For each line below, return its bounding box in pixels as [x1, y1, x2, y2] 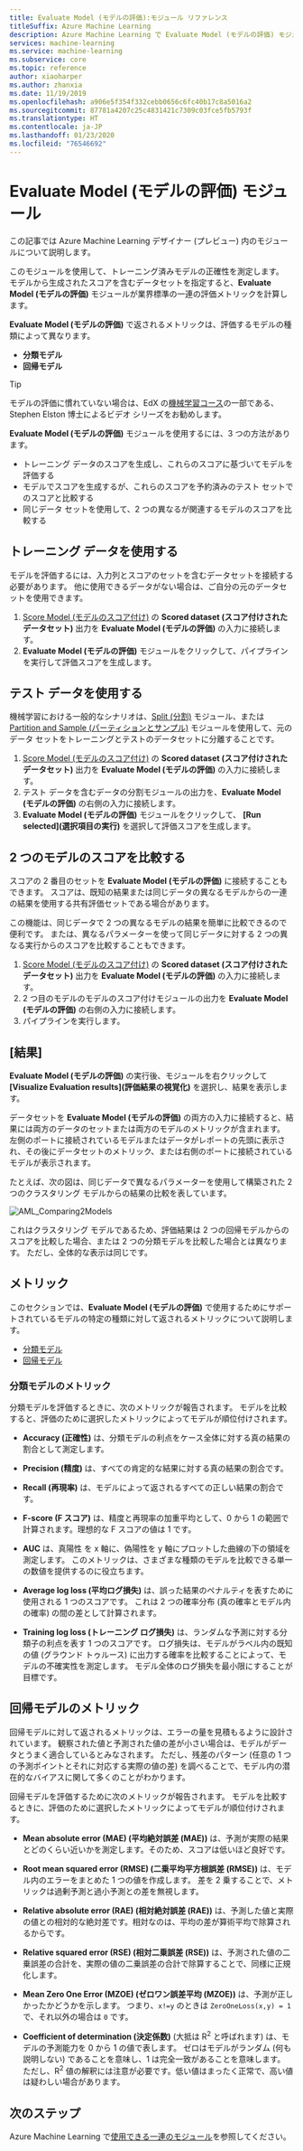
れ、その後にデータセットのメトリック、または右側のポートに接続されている [9, 1145, 293, 1157]
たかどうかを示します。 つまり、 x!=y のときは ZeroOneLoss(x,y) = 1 [38, 1999, 291, 2011]
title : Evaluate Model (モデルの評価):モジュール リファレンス [9, 13, 228, 23]
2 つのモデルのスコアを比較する [9, 850, 187, 865]
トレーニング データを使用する [9, 544, 179, 559]
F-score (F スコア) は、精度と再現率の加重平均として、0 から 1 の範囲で [22, 1513, 289, 1524]
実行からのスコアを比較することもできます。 [24, 940, 191, 951]
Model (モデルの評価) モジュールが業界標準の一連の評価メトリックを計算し [9, 288, 289, 299]
